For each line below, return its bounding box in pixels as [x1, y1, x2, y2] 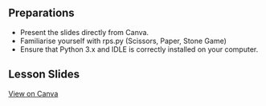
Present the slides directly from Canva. [19, 27, 149, 37]
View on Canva [8, 88, 59, 98]
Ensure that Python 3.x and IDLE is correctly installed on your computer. [19, 44, 259, 54]
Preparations [8, 6, 75, 20]
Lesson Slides [8, 68, 80, 81]
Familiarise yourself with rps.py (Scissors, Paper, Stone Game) [19, 36, 227, 45]
